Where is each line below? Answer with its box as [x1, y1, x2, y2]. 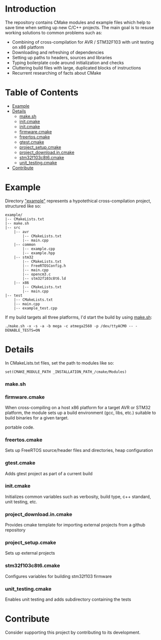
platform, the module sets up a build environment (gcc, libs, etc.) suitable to [5, 410, 156, 416]
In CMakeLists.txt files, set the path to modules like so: [5, 360, 114, 366]
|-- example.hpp [22, 251, 55, 256]
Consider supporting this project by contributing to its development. [5, 629, 141, 635]
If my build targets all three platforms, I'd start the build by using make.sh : [5, 314, 152, 320]
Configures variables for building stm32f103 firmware [5, 573, 112, 579]
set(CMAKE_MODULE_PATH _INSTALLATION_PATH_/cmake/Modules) [5, 369, 127, 374]
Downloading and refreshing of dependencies [12, 49, 104, 55]
